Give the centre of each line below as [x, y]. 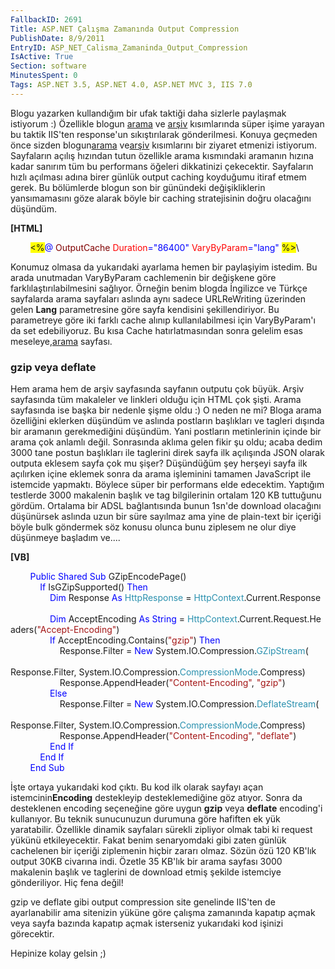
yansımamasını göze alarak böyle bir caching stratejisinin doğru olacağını [161, 198]
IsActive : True [42, 57]
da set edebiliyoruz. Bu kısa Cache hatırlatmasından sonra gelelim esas [156, 330]
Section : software [48, 66]
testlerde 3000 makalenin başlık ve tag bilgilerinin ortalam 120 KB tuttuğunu [166, 495]
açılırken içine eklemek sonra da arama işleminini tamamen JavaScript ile [161, 474]
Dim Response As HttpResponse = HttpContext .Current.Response [185, 598]
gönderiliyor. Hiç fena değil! [67, 883]
